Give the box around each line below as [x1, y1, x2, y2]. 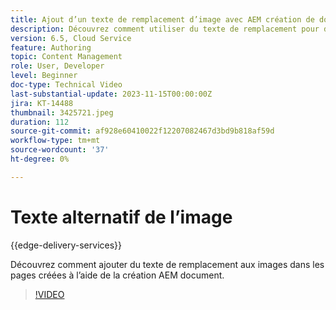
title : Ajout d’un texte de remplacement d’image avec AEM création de [10, 14, 315, 25]
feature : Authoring [10, 42, 92, 53]
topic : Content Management [10, 52, 123, 62]
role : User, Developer [10, 61, 105, 71]
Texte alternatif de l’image [10, 206, 233, 228]
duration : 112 [10, 117, 70, 127]
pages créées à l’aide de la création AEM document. [10, 269, 225, 281]
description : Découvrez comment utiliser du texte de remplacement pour [10, 24, 320, 34]
